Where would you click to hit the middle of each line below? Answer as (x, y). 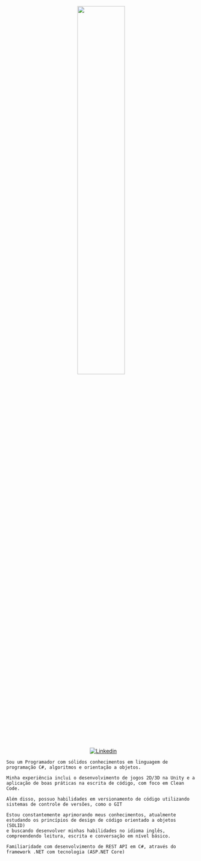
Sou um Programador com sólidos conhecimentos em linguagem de (87, 762)
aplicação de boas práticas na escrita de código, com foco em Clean (95, 783)
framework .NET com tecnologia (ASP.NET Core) (66, 852)
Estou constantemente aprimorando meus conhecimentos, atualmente (91, 815)
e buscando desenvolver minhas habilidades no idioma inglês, (86, 831)
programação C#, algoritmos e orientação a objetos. (74, 767)
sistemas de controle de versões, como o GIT (64, 804)
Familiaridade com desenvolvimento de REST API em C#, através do (91, 846)
